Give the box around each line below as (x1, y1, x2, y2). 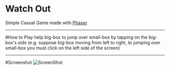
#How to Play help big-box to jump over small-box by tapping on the (5, 34, 148, 40)
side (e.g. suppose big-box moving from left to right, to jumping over (17, 39, 161, 45)
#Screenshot (5, 59, 32, 65)
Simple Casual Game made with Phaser (5, 20, 88, 26)
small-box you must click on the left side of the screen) (5, 45, 120, 51)
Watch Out (5, 3, 51, 15)
